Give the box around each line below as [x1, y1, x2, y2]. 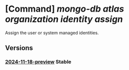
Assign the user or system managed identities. [5, 30, 99, 35]
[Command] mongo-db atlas [5, 3, 124, 15]
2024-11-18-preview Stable [5, 58, 72, 65]
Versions [5, 44, 33, 52]
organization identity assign [5, 14, 123, 25]
